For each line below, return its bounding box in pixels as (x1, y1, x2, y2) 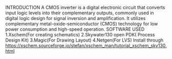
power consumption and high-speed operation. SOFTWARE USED (5, 26, 145, 32)
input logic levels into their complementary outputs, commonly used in (5, 10, 154, 16)
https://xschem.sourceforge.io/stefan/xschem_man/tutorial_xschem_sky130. (5, 43, 167, 48)
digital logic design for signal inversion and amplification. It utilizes (5, 15, 146, 21)
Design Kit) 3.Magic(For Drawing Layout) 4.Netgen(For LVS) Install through (5, 37, 164, 43)
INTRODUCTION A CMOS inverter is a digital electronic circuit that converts (5, 5, 165, 10)
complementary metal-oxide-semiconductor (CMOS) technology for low (5, 21, 158, 27)
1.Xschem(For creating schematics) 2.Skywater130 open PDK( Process (5, 32, 155, 37)
